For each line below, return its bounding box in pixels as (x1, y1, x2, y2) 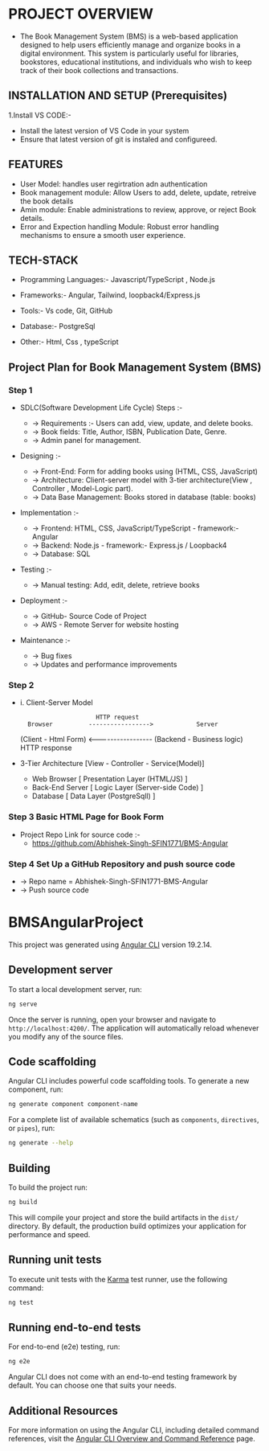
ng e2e (8, 1358, 31, 1366)
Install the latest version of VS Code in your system (19, 125, 190, 135)
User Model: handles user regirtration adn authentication (19, 178, 208, 189)
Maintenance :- (19, 636, 71, 646)
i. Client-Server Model (19, 698, 94, 707)
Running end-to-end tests (8, 1320, 141, 1334)
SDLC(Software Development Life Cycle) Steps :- (19, 403, 183, 412)
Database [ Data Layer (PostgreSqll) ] (31, 791, 156, 801)
